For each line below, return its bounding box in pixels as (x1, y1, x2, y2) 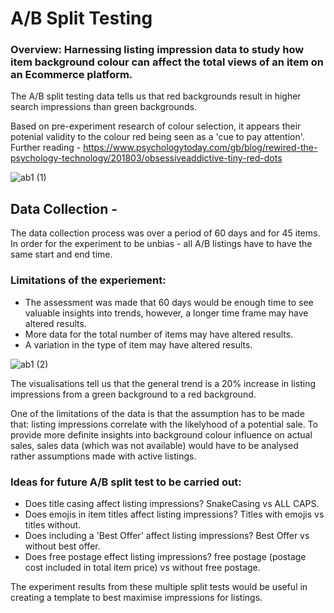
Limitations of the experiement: (10, 273, 167, 287)
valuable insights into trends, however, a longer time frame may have (24, 307, 309, 319)
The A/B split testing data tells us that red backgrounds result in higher (10, 90, 302, 102)
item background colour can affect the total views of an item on (10, 55, 324, 69)
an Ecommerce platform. (10, 68, 133, 82)
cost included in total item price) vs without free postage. (24, 561, 261, 573)
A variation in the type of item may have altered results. (24, 338, 253, 351)
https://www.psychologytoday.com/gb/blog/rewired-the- (83, 142, 318, 154)
